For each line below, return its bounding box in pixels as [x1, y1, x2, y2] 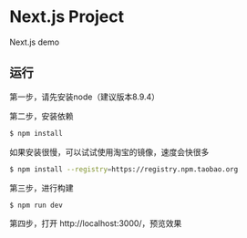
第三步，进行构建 [9, 182, 74, 193]
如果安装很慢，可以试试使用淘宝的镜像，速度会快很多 [9, 146, 210, 157]
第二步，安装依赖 [9, 110, 74, 121]
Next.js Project [9, 6, 125, 27]
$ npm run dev [9, 201, 64, 210]
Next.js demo [9, 36, 60, 47]
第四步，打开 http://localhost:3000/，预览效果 [9, 218, 182, 229]
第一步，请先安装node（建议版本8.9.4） [9, 91, 160, 102]
